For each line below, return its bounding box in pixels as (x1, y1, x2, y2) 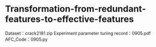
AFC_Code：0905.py (5, 36, 48, 42)
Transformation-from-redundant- (5, 3, 146, 15)
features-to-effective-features (5, 14, 134, 25)
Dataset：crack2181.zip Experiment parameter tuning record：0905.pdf (5, 30, 151, 36)
